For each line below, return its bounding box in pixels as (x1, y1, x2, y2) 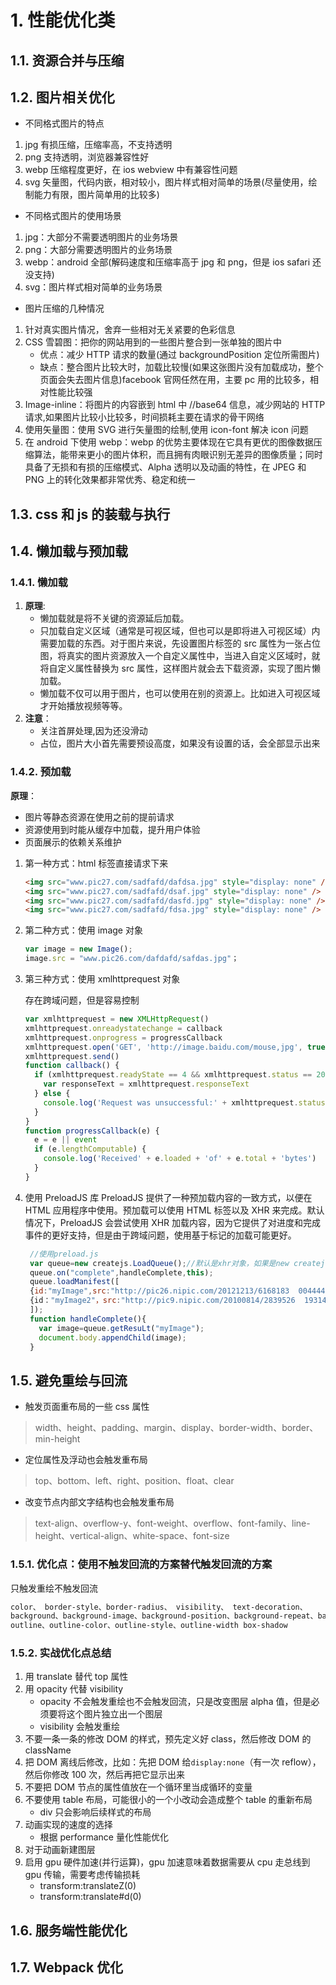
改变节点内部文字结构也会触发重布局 (24, 1496, 175, 1508)
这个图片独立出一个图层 (66, 1708, 163, 1720)
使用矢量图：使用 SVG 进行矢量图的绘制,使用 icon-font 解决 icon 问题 (24, 424, 309, 436)
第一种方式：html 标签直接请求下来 (24, 857, 169, 869)
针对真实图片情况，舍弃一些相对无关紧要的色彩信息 (24, 324, 236, 336)
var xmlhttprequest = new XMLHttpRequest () (24, 1014, 210, 1025)
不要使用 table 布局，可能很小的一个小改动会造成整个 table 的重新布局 (24, 1794, 313, 1806)
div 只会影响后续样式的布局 (39, 1806, 152, 1818)
